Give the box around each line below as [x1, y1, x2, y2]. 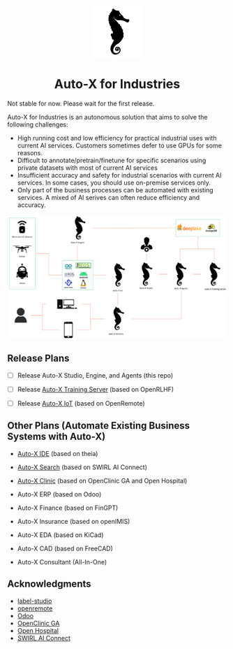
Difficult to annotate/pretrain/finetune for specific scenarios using [17, 156, 206, 164]
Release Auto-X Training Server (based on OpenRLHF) [17, 385, 174, 393]
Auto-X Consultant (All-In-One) [17, 557, 107, 566]
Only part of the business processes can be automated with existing [17, 185, 214, 194]
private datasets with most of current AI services [17, 163, 158, 172]
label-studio [17, 597, 52, 605]
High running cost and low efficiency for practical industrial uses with [17, 134, 217, 142]
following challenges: [7, 120, 68, 129]
